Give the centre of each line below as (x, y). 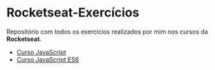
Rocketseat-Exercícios (73, 13)
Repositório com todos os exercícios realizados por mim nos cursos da (107, 32)
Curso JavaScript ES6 (48, 59)
